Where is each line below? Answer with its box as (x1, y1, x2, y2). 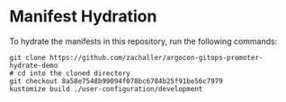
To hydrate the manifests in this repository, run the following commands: (9, 36, 278, 47)
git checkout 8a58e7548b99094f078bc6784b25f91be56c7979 (9, 76, 223, 86)
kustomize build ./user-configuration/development (9, 84, 203, 93)
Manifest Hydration (9, 6, 157, 27)
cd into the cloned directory (17, 69, 130, 78)
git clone (9, 53, 47, 62)
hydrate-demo (9, 61, 58, 70)
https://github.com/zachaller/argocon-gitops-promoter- (49, 53, 264, 62)
